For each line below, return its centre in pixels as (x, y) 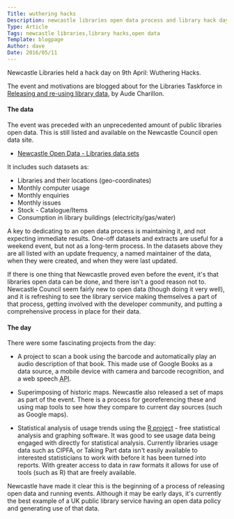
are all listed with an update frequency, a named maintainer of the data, (109, 254)
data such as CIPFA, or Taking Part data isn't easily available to (108, 451)
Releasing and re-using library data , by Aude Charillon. (86, 93)
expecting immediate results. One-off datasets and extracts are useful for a (115, 239)
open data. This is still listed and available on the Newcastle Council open (112, 133)
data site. (21, 140)
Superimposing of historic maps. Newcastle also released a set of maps (120, 393)
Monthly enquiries (43, 196)
